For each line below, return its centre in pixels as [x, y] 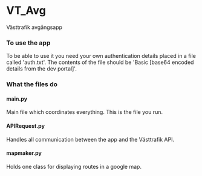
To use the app [28, 43]
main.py [17, 99]
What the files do [32, 84]
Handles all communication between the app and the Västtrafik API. [90, 139]
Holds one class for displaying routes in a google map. [74, 166]
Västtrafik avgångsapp [34, 27]
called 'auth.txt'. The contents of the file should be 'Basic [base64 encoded [100, 62]
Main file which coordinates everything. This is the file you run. [85, 112]
